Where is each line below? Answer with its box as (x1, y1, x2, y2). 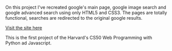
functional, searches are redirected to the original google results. (5, 15, 143, 21)
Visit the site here (5, 25, 43, 31)
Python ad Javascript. (5, 40, 52, 46)
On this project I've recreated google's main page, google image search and (5, 5, 166, 10)
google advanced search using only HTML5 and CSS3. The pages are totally (5, 10, 167, 16)
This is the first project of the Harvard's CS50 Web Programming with (5, 35, 152, 40)
